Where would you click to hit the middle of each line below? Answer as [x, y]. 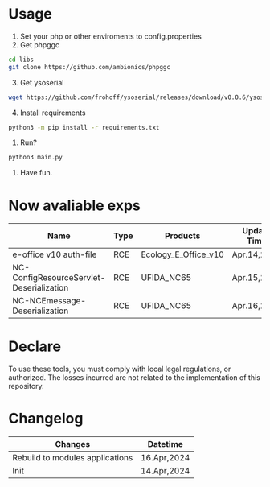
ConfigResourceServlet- [59, 278]
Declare [35, 347]
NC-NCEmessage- [49, 301]
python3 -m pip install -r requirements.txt [84, 127]
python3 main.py [35, 158]
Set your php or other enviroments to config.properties [111, 36]
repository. [26, 386]
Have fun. [36, 173]
